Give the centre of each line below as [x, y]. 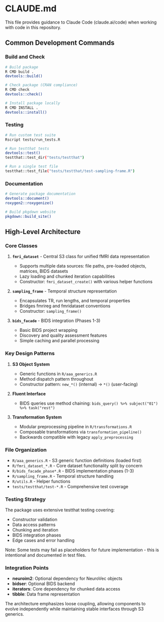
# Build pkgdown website [30, 212]
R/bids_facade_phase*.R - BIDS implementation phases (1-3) [73, 471]
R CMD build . [20, 72]
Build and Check [25, 57]
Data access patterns [34, 525]
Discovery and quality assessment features [63, 335]
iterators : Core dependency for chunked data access [66, 589]
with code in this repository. [33, 27]
